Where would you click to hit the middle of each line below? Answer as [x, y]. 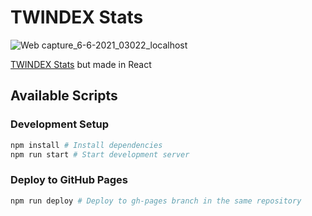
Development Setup [59, 124]
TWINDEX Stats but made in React [81, 64]
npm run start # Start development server [100, 154]
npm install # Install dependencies [86, 145]
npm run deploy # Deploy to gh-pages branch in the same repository [156, 201]
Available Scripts [64, 96]
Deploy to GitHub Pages [69, 180]
